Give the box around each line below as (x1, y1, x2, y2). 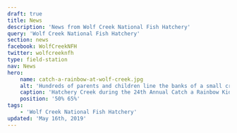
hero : (7, 69, 23, 76)
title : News (7, 17, 42, 24)
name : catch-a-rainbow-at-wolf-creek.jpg (20, 75, 143, 83)
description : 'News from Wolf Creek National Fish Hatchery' (7, 23, 191, 30)
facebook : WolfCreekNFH (7, 43, 78, 50)
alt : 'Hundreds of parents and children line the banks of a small (20, 82, 222, 89)
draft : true (7, 10, 42, 18)
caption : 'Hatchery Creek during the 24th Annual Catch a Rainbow (20, 89, 219, 96)
